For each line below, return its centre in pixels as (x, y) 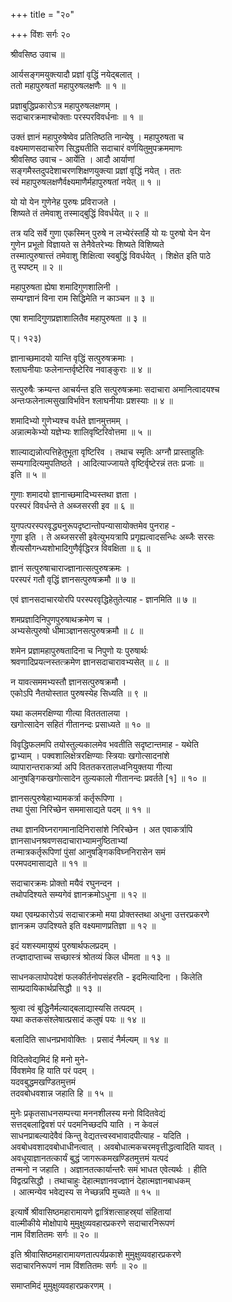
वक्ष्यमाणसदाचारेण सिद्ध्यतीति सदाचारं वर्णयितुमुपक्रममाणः (96, 148)
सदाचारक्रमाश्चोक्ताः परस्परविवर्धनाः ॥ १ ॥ (76, 117)
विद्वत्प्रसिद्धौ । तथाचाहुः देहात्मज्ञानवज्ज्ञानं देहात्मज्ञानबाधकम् (100, 1180)
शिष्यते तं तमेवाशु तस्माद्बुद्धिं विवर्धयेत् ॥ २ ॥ (79, 213)
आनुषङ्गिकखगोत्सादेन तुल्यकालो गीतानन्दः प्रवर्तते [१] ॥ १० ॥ (108, 778)
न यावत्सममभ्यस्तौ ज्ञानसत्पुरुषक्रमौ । (68, 682)
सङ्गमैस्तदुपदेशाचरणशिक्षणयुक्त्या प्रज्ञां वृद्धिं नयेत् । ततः (96, 170)
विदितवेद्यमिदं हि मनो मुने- (49, 1059)
